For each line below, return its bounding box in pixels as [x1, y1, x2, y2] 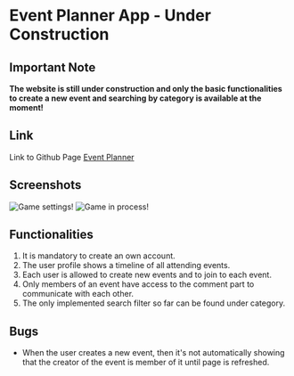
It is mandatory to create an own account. [21, 250, 176, 261]
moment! [9, 102, 45, 112]
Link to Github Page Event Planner [9, 151, 135, 162]
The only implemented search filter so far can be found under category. [21, 298, 286, 308]
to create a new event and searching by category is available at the [9, 93, 262, 103]
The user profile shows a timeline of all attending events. [21, 260, 231, 271]
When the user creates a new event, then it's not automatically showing [21, 347, 285, 358]
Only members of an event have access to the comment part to [21, 279, 255, 290]
